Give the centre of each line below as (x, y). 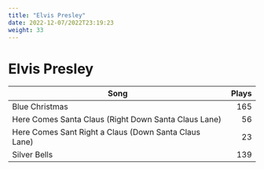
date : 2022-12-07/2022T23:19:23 (61, 23)
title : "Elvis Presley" (47, 15)
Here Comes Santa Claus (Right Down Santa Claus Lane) (117, 120)
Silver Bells (33, 155)
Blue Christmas (40, 107)
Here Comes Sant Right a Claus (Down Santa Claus (106, 132)
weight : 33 (26, 30)
